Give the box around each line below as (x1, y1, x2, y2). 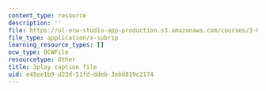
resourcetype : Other (8, 56, 77, 64)
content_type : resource (8, 11, 87, 20)
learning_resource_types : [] (8, 41, 104, 49)
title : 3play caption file (8, 63, 97, 71)
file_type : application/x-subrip (8, 33, 119, 42)
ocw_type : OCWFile (8, 48, 69, 56)
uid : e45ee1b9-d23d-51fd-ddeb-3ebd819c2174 (8, 70, 154, 78)
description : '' (8, 19, 62, 27)
